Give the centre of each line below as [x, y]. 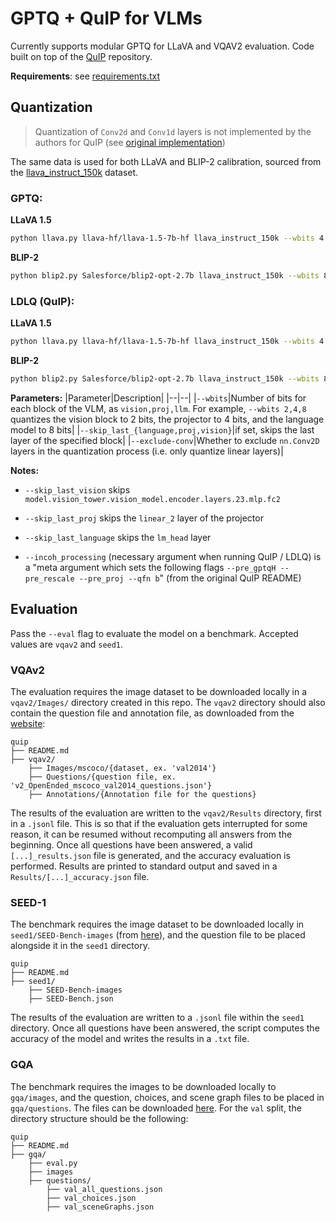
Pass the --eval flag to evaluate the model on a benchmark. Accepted [154, 633]
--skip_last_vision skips [77, 489]
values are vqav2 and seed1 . [67, 644]
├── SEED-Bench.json [71, 999]
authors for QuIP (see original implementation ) [130, 142]
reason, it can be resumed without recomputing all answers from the [151, 834]
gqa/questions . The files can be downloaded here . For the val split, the [156, 1108]
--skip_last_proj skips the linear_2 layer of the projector [144, 518]
